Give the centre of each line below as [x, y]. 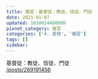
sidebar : [17, 45]
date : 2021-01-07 [28, 17]
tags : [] [17, 39]
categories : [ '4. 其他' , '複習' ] [46, 34]
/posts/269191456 [29, 69]
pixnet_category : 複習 [34, 28]
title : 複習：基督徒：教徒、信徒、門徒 [49, 12]
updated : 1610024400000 [36, 23]
